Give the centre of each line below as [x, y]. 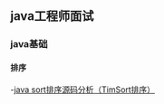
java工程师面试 [52, 16]
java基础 [29, 44]
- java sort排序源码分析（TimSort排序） [83, 90]
